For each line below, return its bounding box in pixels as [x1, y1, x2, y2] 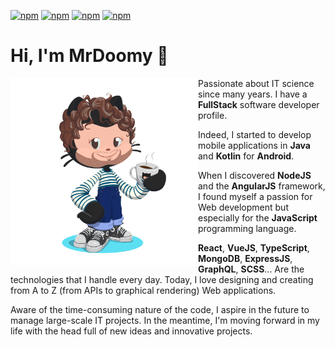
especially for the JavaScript [198, 211, 318, 224]
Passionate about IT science [198, 77, 315, 89]
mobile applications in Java [198, 139, 311, 151]
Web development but [198, 201, 289, 213]
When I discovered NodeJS [198, 169, 312, 181]
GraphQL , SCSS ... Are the [198, 263, 305, 275]
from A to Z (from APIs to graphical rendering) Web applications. [10, 284, 277, 296]
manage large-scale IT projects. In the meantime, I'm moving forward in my [10, 314, 320, 326]
